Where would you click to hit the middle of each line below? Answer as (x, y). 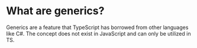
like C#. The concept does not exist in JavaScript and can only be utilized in (98, 33)
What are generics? (55, 11)
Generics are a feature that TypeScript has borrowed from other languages (97, 27)
